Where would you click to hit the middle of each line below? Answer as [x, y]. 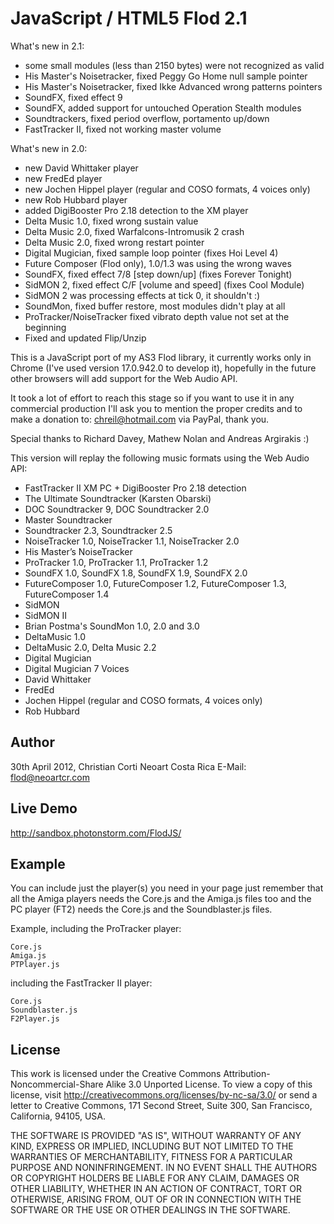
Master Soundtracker [68, 519]
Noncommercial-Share [57, 1084]
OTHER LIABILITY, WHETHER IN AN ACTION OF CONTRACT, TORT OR [156, 1189]
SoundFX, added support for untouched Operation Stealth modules [163, 108]
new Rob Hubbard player [76, 199]
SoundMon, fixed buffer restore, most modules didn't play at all [155, 306]
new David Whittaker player [81, 168]
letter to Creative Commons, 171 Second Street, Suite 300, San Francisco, [161, 1106]
